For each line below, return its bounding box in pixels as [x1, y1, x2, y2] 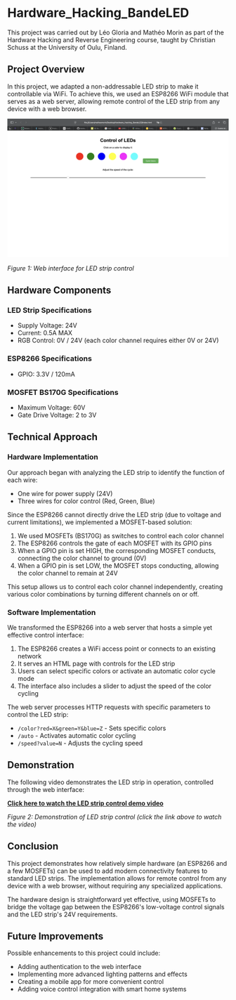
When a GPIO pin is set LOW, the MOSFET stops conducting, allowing [17, 561, 219, 570]
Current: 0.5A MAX [17, 329, 72, 337]
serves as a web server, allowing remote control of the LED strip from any [7, 97, 220, 105]
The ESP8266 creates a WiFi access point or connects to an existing [17, 644, 216, 653]
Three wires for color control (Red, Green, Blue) [17, 497, 156, 505]
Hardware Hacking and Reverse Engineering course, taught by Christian [7, 35, 216, 44]
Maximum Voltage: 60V [17, 403, 86, 412]
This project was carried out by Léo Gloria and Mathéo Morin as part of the [7, 28, 225, 37]
